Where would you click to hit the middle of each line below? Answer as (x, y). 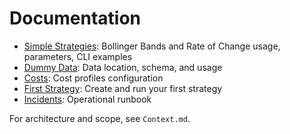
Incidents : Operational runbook (87, 99)
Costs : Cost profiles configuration (93, 78)
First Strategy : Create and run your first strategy (123, 88)
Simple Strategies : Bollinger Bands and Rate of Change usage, (152, 46)
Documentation (75, 18)
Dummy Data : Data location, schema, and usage (123, 67)
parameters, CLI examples (78, 56)
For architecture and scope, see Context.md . (100, 118)
